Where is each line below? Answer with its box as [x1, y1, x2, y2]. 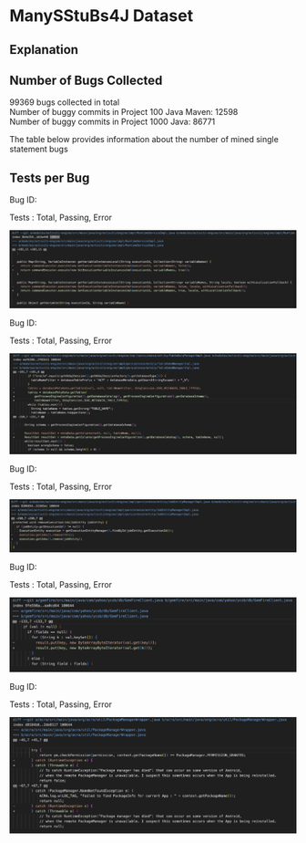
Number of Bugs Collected [9, 72, 163, 88]
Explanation [9, 42, 79, 57]
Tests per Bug [9, 170, 90, 185]
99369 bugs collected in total [9, 97, 120, 108]
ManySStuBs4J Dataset [9, 5, 194, 26]
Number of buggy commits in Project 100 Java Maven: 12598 [9, 107, 239, 118]
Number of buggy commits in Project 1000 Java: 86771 [9, 116, 216, 128]
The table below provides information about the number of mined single [9, 134, 280, 145]
